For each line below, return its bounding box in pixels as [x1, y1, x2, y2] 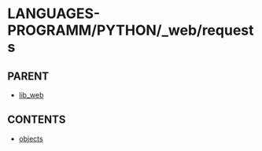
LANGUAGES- [7, 5, 101, 23]
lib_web [18, 90, 44, 99]
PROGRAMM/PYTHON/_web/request [7, 21, 254, 39]
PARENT [7, 69, 50, 83]
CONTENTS [7, 113, 66, 127]
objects [18, 134, 44, 143]
